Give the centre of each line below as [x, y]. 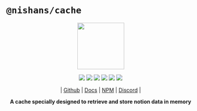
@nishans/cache [44, 10]
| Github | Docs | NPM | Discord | [101, 90]
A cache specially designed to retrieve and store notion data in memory [101, 101]
